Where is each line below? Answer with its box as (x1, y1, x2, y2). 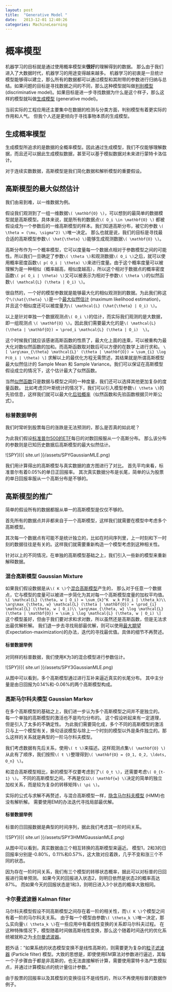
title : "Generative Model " (5, 12, 68, 17)
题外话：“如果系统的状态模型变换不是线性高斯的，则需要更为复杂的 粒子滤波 (5, 945, 165, 951)
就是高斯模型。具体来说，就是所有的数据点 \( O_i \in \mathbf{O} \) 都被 (9, 216, 165, 223)
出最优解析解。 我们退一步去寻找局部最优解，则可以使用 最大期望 (5, 622, 141, 629)
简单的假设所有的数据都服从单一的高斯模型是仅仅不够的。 (5, 506, 126, 512)
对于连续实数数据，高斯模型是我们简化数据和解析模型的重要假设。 (5, 168, 144, 174)
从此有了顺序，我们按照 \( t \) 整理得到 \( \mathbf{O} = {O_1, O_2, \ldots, (5, 751, 167, 757)
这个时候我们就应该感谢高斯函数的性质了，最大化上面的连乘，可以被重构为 (5, 337, 162, 343)
